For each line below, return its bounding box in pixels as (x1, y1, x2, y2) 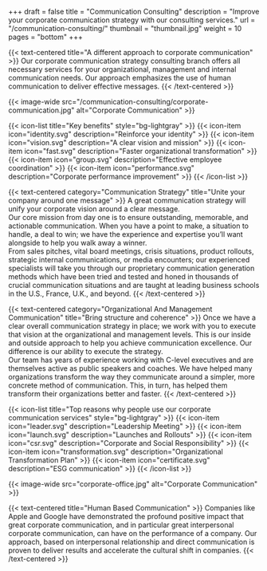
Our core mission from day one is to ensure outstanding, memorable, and (8, 213, 249, 222)
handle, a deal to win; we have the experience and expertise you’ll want (8, 230, 243, 238)
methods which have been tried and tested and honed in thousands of (8, 272, 239, 282)
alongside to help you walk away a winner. (8, 238, 147, 247)
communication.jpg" (8, 105, 75, 115)
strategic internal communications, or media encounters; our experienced (8, 255, 250, 264)
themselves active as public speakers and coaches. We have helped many (8, 364, 253, 373)
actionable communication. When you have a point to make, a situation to (8, 221, 249, 230)
